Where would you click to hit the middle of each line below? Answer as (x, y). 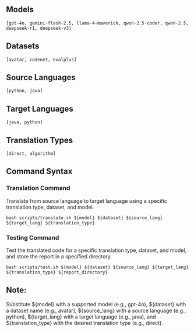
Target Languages (40, 108)
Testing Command (33, 237)
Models (20, 10)
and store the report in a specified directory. (59, 257)
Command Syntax (39, 172)
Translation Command (38, 188)
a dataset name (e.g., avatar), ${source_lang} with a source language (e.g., (96, 310)
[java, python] (24, 122)
